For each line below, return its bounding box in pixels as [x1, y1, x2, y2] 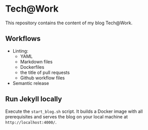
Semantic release [12, 80, 49, 86]
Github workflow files [20, 74, 65, 81]
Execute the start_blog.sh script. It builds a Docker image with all [5, 108, 143, 114]
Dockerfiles [20, 64, 45, 70]
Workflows [5, 34, 41, 43]
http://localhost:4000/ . [5, 119, 57, 125]
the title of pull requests [20, 69, 70, 75]
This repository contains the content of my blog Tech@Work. [5, 20, 133, 26]
